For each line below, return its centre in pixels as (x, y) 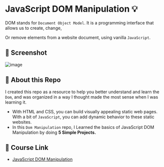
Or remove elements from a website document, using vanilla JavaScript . (78, 37)
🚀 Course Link (27, 147)
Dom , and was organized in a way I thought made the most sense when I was (82, 97)
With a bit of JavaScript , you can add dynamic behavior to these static (83, 117)
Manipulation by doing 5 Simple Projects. (54, 132)
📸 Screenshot (26, 53)
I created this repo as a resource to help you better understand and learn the (82, 92)
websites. (22, 122)
